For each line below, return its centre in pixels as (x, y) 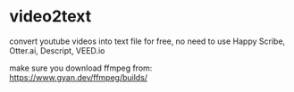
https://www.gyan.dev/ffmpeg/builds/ (79, 77)
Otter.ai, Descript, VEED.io (57, 50)
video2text (50, 17)
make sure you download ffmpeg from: (81, 68)
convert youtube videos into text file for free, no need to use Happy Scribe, (147, 41)
